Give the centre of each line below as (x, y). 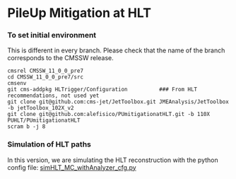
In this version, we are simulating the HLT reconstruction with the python (113, 160)
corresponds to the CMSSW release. (61, 58)
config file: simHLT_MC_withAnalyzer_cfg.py (72, 167)
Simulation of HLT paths (49, 144)
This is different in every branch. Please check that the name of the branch (116, 50)
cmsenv (17, 83)
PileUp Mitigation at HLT (79, 13)
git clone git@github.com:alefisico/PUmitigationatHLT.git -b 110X (109, 115)
